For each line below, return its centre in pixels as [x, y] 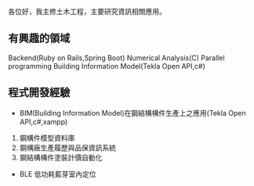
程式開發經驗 [39, 93]
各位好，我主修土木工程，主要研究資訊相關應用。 [87, 11]
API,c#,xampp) [44, 122]
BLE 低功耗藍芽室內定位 [58, 173]
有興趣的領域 [39, 39]
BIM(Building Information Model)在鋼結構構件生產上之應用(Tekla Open [132, 113]
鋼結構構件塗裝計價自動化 [61, 157]
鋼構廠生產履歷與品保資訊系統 [67, 148]
